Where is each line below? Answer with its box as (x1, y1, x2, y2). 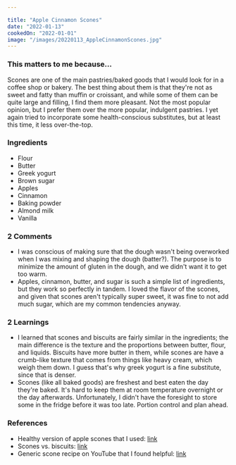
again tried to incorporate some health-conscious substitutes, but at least (7, 113, 221, 121)
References (7, 418, 48, 428)
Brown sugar (17, 176, 55, 185)
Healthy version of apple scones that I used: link (17, 434, 158, 442)
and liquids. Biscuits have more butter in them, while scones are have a (17, 348, 224, 356)
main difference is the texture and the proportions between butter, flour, (17, 341, 226, 349)
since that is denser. (17, 371, 76, 379)
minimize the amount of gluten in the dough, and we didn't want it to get (17, 262, 227, 271)
